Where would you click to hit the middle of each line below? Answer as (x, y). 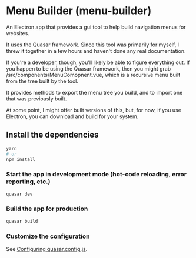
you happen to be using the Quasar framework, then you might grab (89, 68)
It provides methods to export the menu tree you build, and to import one (94, 92)
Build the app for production (47, 209)
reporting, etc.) (28, 182)
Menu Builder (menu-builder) (79, 11)
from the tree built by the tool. (42, 81)
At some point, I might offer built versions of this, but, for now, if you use (94, 110)
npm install (21, 159)
